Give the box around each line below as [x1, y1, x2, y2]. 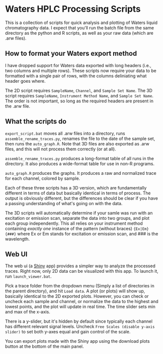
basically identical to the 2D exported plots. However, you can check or [5, 293, 149, 299]
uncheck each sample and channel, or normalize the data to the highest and [5, 299, 159, 305]
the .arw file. [5, 103, 30, 109]
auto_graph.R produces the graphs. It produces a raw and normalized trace [5, 170, 157, 176]
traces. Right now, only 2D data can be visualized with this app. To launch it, [5, 268, 159, 274]
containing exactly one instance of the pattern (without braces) [5, 225, 133, 231]
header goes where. [5, 78, 46, 84]
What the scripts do [5, 118, 67, 126]
